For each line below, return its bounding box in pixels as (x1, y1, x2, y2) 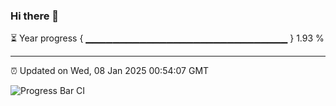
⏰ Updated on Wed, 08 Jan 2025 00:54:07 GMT (10, 65, 210, 77)
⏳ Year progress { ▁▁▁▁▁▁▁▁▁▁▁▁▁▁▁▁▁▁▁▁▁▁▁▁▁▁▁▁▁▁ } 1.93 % (10, 32, 325, 44)
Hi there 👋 (10, 9, 60, 23)
